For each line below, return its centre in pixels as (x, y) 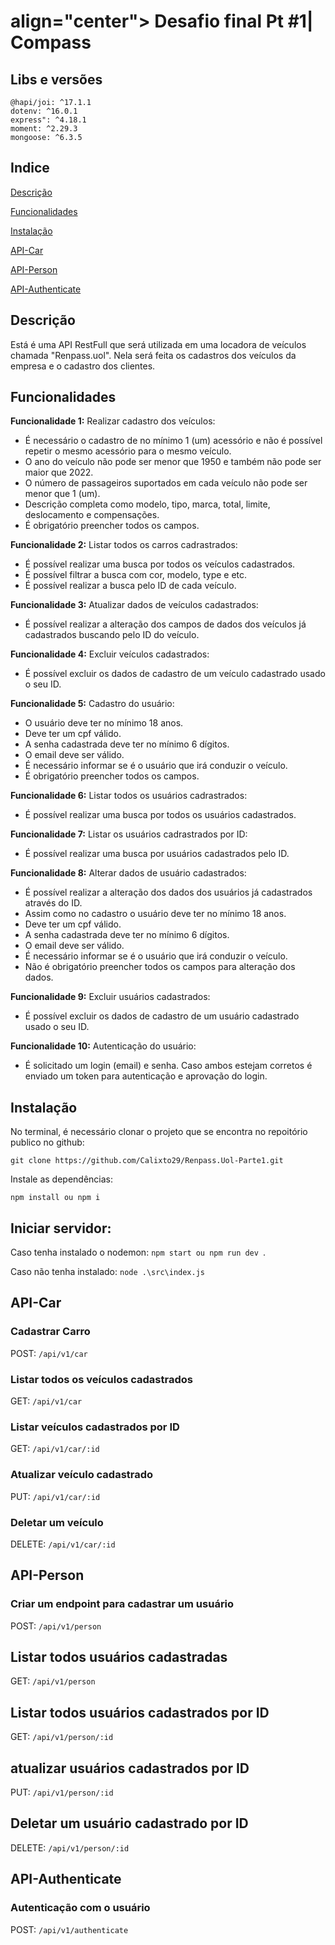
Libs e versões (56, 79)
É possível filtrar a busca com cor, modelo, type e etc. (136, 575)
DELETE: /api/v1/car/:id (63, 1544)
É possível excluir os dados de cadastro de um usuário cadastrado (162, 1016)
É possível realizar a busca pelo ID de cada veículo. (130, 586)
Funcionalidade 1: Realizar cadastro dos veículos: (113, 421)
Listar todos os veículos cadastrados (101, 1379)
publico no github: (47, 1142)
